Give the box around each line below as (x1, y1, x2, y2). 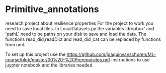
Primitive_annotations (5, 4, 99, 15)
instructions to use (111, 56, 150, 62)
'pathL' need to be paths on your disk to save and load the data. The (5, 31, 147, 37)
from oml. (5, 41, 25, 47)
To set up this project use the (5, 51, 66, 57)
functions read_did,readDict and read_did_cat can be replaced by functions (5, 36, 161, 42)
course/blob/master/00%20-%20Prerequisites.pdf (5, 56, 111, 62)
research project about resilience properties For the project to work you (5, 20, 153, 26)
